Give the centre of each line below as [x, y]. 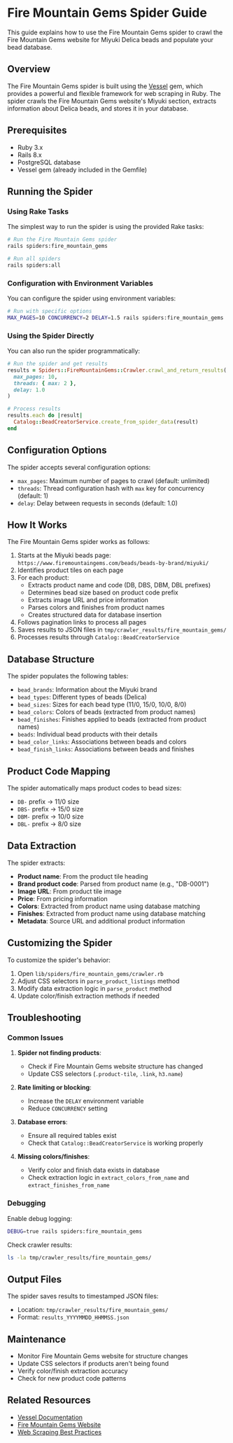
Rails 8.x [29, 155]
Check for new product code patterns [72, 1379]
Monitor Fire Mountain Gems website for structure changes [103, 1356]
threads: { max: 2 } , [45, 383]
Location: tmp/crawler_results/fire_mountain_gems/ [93, 1310]
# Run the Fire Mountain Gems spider [62, 239]
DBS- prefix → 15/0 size [50, 809]
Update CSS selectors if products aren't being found [93, 1364]
